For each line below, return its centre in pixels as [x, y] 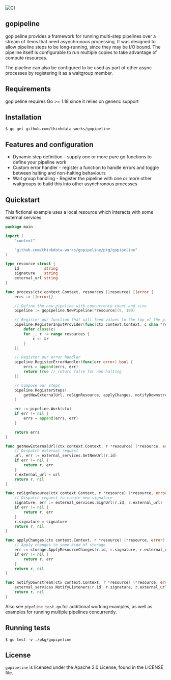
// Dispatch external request [47, 451]
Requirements [28, 89]
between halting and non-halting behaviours [59, 173]
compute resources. [26, 58]
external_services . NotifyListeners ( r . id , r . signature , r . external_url [91, 587]
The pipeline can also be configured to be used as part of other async [79, 67]
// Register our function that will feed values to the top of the [87, 320]
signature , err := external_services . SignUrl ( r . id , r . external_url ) [89, 503]
